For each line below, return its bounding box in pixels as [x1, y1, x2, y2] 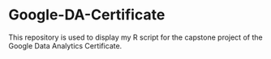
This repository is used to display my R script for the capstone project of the [8, 32, 263, 42]
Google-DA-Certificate [8, 6, 166, 24]
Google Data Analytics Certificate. [8, 40, 123, 50]
